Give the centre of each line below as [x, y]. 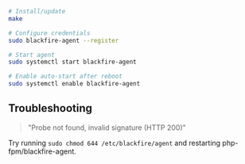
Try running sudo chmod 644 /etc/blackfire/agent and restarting [115, 143]
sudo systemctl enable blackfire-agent [74, 84]
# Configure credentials [49, 33]
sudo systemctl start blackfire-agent [72, 62]
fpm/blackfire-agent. [43, 151]
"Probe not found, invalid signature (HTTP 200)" [107, 128]
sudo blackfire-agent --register [64, 40]
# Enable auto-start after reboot [66, 76]
